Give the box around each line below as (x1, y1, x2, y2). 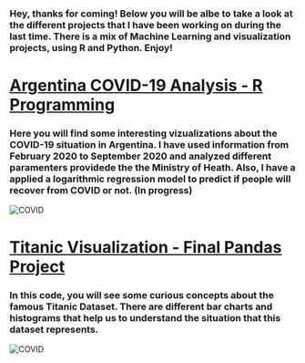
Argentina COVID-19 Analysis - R (9, 76, 263, 96)
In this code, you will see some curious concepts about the (9, 288, 275, 301)
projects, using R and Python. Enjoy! (9, 41, 173, 54)
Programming (9, 95, 116, 116)
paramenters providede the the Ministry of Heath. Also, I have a (9, 161, 296, 174)
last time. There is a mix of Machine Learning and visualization (9, 30, 291, 43)
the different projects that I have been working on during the (9, 18, 282, 31)
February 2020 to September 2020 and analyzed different (9, 150, 272, 162)
